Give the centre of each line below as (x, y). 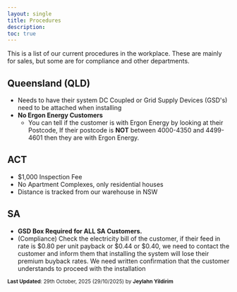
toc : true (22, 34)
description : (26, 27)
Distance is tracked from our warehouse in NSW (87, 192)
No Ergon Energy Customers (60, 115)
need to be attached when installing (69, 108)
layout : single (30, 14)
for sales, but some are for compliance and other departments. (98, 61)
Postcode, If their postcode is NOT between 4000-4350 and (116, 130)
